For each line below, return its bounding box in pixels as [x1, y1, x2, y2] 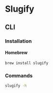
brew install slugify [5, 60, 49, 66]
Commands [5, 72, 33, 79]
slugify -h [5, 83, 27, 88]
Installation [5, 38, 32, 45]
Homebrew [5, 50, 28, 56]
